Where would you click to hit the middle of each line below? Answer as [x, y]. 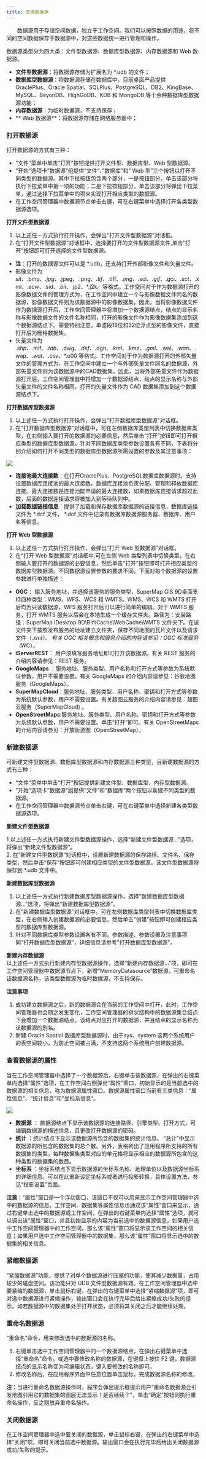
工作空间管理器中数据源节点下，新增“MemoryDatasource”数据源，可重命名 [101, 971]
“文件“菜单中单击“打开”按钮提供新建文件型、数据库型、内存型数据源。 [103, 783]
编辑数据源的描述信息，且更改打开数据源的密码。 [77, 1130]
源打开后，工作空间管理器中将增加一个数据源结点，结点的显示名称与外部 [106, 379]
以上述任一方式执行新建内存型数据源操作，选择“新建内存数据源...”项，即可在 [102, 963]
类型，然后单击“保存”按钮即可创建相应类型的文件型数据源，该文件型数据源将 [103, 863]
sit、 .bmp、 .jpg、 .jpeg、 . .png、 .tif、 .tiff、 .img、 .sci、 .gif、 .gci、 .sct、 [105, 279]
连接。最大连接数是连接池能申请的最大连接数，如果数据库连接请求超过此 [106, 491]
